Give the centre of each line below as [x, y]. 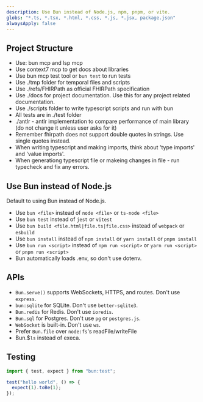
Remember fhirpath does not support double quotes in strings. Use [99, 135]
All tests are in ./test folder [48, 115]
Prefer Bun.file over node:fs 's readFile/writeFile [76, 331]
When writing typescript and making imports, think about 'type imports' [105, 147]
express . [26, 299]
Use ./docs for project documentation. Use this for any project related [102, 95]
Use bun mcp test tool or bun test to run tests [73, 76]
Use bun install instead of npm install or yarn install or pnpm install [106, 239]
